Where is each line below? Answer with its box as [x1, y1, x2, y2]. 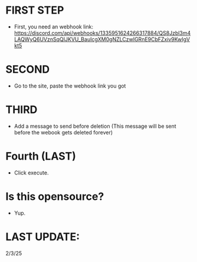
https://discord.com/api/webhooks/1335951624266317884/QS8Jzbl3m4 [14, 29, 191, 36]
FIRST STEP [5, 4, 64, 17]
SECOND [5, 63, 50, 76]
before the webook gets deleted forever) [14, 128, 113, 136]
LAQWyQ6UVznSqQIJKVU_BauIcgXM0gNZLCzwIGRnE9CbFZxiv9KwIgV [14, 35, 190, 43]
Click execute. [14, 169, 49, 176]
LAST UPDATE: [5, 230, 80, 243]
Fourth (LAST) [5, 150, 76, 163]
